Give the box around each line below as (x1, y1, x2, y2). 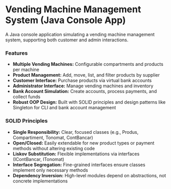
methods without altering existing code (12, 145, 95, 151)
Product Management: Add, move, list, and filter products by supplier (12, 72, 160, 78)
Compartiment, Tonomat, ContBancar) (12, 134, 93, 140)
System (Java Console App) (5, 14, 126, 26)
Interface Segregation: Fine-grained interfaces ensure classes (12, 161, 145, 168)
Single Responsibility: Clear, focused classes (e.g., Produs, (12, 129, 139, 135)
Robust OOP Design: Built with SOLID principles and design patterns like (12, 99, 166, 105)
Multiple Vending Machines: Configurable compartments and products (12, 61, 163, 67)
